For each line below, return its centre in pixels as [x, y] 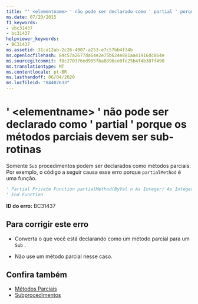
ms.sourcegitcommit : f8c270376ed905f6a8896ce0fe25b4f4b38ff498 [85, 61]
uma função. [22, 178]
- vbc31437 [19, 28]
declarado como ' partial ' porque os [96, 125]
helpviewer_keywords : [33, 39]
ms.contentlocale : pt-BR [37, 72]
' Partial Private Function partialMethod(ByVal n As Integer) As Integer [100, 189]
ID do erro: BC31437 [31, 206]
